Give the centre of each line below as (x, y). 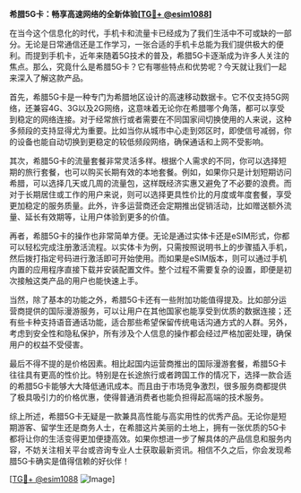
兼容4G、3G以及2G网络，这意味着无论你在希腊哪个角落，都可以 (151, 108)
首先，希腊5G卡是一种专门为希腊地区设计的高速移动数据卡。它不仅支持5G (146, 97)
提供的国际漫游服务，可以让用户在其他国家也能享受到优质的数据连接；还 (158, 311)
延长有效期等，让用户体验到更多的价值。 (99, 217)
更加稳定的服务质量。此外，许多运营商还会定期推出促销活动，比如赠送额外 (146, 206)
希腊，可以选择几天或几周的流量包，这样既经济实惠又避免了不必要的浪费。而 (150, 183)
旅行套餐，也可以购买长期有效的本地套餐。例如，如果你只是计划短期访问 (158, 172)
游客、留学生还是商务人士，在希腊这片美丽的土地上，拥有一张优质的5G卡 (151, 428)
